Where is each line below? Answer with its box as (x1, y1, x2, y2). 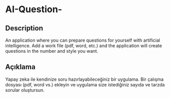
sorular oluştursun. (5, 87, 45, 93)
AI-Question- (5, 4, 62, 15)
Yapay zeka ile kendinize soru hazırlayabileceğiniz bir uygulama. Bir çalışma (5, 76, 164, 82)
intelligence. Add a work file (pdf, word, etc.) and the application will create (5, 43, 162, 49)
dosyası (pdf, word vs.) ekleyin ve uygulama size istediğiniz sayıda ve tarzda (5, 81, 165, 87)
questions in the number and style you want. (5, 48, 98, 54)
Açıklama (5, 62, 36, 72)
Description (5, 24, 43, 32)
